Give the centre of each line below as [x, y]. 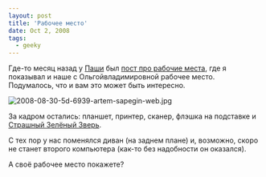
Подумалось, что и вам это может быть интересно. [97, 86]
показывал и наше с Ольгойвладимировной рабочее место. [112, 77]
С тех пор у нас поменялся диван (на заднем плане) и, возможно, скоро [133, 140]
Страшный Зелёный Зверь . [55, 125]
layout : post [30, 16]
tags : [17, 38]
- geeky [29, 46]
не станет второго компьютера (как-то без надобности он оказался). [127, 149]
